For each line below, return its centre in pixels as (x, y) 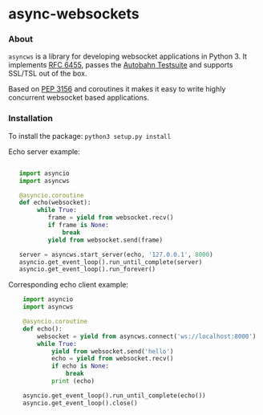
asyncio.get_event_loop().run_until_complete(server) (111, 262)
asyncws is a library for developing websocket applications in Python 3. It (127, 56)
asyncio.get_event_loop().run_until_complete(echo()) (114, 395)
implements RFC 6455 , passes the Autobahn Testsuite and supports (121, 65)
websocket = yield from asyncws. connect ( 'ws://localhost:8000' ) (147, 336)
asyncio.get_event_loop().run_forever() (87, 270)
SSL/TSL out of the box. (48, 74)
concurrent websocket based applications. (79, 98)
